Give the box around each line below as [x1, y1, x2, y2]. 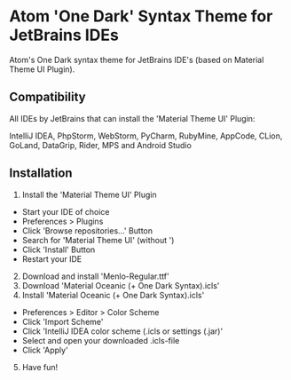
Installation [9, 166, 73, 181]
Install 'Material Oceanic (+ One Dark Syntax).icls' [21, 289, 205, 300]
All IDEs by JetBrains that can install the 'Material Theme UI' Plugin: [9, 113, 256, 123]
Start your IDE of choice [21, 206, 110, 217]
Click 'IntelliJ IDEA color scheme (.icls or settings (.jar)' [21, 326, 224, 336]
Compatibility [9, 90, 86, 105]
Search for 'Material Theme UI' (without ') [21, 234, 175, 245]
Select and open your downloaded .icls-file [21, 335, 180, 345]
